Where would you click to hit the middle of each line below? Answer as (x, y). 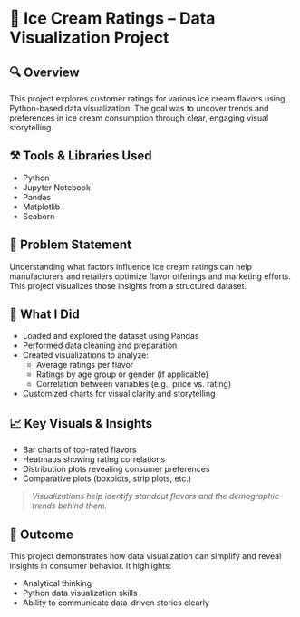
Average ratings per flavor (85, 365)
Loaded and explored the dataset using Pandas (111, 336)
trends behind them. (69, 506)
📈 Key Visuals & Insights (81, 424)
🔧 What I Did (44, 315)
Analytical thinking (57, 583)
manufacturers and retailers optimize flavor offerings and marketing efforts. (150, 276)
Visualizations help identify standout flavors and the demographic (155, 496)
